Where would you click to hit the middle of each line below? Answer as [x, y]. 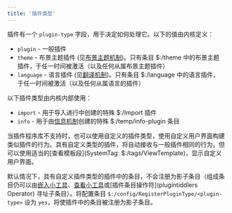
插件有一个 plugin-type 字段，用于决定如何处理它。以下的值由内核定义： [110, 34]
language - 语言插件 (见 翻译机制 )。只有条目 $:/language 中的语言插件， [118, 74]
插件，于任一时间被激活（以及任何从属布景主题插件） [93, 65]
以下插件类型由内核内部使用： [49, 98]
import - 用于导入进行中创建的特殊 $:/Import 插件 [87, 112]
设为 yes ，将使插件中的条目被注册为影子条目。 [90, 202]
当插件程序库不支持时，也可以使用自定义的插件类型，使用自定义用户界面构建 [116, 136]
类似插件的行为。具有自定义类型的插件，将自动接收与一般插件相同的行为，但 [116, 144]
